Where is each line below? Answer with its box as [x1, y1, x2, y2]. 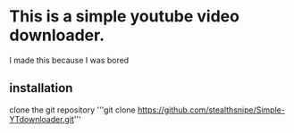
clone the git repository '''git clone [9, 104, 136, 115]
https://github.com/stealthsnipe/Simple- [137, 104, 286, 115]
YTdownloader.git [9, 113, 74, 124]
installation [9, 80, 73, 96]
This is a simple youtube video [9, 6, 239, 27]
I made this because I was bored [9, 54, 130, 65]
